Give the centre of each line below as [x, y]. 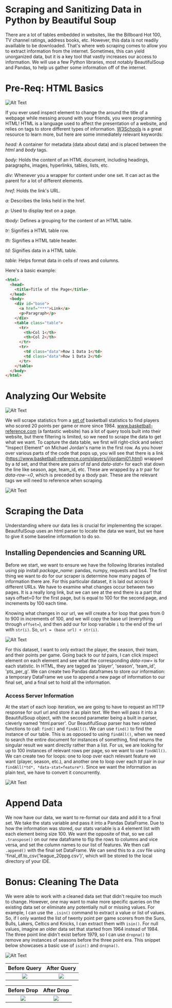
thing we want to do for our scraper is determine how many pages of [78, 576]
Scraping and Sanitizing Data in [74, 10]
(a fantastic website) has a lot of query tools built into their [99, 431]
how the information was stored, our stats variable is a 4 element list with [83, 828]
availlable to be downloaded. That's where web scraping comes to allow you [86, 45]
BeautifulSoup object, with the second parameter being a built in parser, [81, 718]
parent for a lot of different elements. [44, 181]
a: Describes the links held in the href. [45, 200]
